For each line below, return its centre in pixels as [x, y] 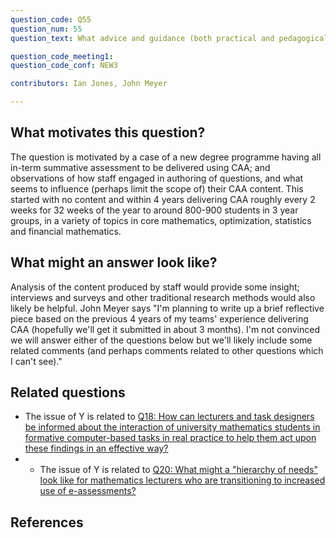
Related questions [68, 392]
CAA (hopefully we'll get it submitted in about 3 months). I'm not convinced [165, 329]
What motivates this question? [108, 132]
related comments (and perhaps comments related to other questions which [167, 350]
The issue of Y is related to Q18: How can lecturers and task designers [169, 417]
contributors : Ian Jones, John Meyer [89, 84]
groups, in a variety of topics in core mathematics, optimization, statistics [161, 220]
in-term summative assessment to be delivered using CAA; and [140, 167]
